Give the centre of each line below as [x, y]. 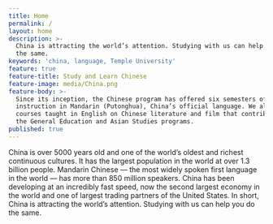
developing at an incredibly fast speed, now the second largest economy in [134, 187]
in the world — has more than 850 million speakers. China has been [121, 178]
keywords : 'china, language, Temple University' [92, 62]
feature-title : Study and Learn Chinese [78, 76]
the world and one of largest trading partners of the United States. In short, [134, 195]
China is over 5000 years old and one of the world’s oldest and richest [126, 152]
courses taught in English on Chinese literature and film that [127, 114]
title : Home [28, 16]
